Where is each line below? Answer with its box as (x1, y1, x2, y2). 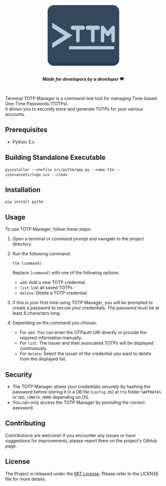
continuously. (19, 346, 48, 352)
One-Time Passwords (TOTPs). (5, 101, 68, 107)
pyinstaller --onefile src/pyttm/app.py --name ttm (5, 167, 114, 172)
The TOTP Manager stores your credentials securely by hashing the (12, 383, 151, 390)
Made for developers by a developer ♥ (42, 76, 124, 82)
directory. (12, 241, 32, 247)
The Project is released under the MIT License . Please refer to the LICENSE (5, 471, 159, 477)
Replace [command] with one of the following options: (12, 270, 120, 276)
